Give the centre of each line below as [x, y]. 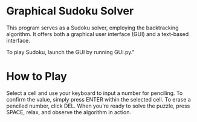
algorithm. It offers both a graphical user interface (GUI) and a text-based [98, 34]
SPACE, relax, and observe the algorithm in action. [69, 112]
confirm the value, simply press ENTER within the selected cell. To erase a [99, 99]
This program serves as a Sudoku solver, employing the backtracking [92, 28]
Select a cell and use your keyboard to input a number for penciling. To [95, 93]
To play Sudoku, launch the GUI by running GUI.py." [70, 52]
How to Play [37, 77]
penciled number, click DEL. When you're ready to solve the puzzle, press [98, 106]
